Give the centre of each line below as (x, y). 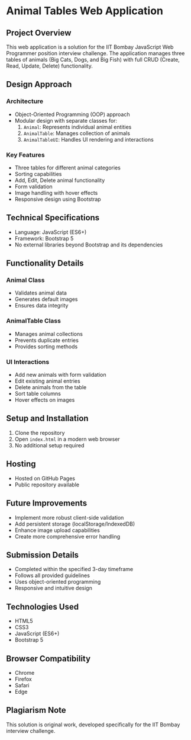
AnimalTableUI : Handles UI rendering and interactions (88, 139)
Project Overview (39, 33)
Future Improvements (47, 503)
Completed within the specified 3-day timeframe (74, 569)
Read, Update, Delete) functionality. (49, 66)
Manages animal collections (48, 334)
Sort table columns (38, 394)
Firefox (23, 679)
